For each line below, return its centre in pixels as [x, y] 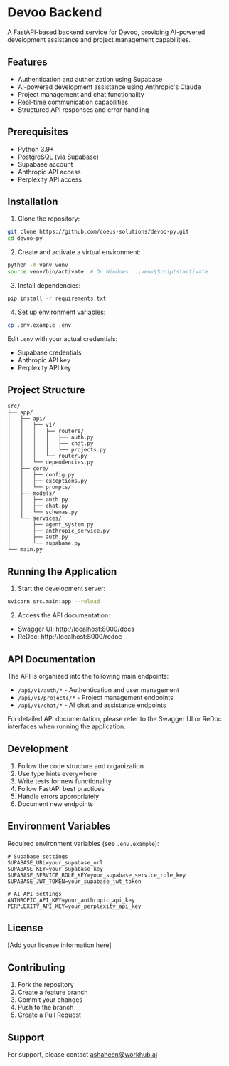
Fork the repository [46, 985]
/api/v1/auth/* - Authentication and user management [98, 690]
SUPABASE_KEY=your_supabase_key [55, 869]
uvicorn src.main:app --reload [54, 602]
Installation [33, 201]
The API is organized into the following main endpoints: [88, 676]
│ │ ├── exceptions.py [47, 481]
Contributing [36, 967]
